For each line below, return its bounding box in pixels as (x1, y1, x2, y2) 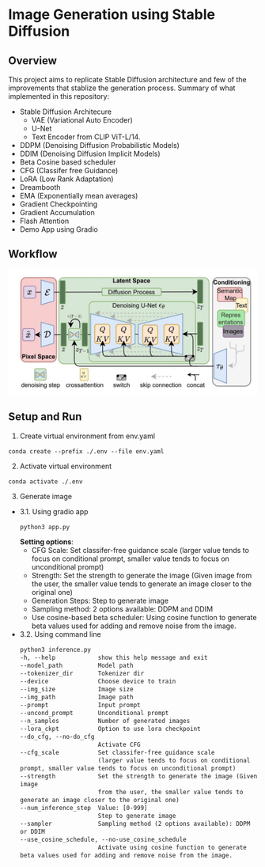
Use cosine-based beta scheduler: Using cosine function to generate (31, 612, 257, 622)
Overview (8, 54, 58, 67)
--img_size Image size (19, 685, 134, 693)
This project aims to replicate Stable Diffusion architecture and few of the (8, 75, 247, 84)
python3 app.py (19, 523, 70, 531)
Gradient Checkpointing (19, 199, 98, 209)
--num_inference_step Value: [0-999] (19, 804, 148, 812)
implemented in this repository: (8, 92, 109, 100)
